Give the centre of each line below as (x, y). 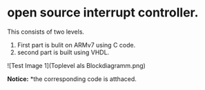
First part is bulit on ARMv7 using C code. (76, 45)
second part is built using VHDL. (63, 52)
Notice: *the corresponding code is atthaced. (72, 79)
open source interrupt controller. (103, 13)
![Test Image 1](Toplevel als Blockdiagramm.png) (77, 65)
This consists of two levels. (46, 32)
